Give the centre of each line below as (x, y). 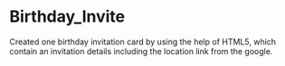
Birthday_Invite (67, 17)
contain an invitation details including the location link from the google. (141, 51)
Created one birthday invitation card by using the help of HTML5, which (143, 42)
